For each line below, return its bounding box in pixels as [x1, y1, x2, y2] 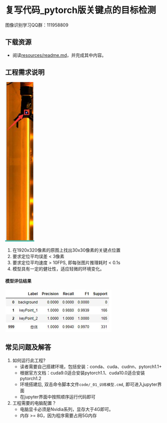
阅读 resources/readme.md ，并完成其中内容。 [12, 52, 106, 58]
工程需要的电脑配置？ [12, 400, 56, 406]
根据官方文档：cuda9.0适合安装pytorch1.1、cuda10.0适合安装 [19, 370, 146, 376]
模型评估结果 [5, 278, 31, 284]
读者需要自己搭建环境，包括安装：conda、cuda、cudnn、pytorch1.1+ [19, 363, 162, 369]
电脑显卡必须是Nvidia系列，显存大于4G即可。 [19, 406, 114, 412]
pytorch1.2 [19, 375, 41, 381]
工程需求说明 [5, 68, 45, 77]
